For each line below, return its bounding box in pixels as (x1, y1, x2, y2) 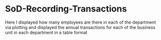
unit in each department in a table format (5, 29, 88, 35)
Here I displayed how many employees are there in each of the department (5, 19, 156, 25)
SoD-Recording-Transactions (5, 3, 127, 14)
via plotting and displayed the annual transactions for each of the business (5, 24, 156, 30)
